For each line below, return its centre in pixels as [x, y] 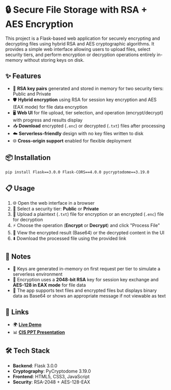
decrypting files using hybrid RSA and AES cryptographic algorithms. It [80, 43]
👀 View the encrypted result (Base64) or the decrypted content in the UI [89, 233]
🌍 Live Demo [27, 324]
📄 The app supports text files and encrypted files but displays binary [85, 290]
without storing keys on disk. [54, 60]
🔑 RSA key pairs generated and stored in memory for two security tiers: [88, 88]
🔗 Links [17, 312]
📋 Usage [20, 188]
